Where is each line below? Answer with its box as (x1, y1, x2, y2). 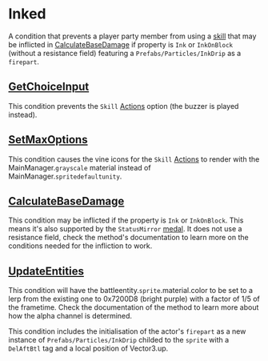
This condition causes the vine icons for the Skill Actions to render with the (8, 154, 260, 164)
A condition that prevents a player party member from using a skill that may (8, 31, 257, 41)
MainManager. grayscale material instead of (8, 162, 151, 172)
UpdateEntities (8, 264, 84, 278)
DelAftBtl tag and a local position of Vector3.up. (8, 343, 169, 353)
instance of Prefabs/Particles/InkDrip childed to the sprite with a (8, 335, 230, 345)
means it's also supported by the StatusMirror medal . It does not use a (8, 224, 242, 234)
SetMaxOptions (8, 133, 88, 146)
